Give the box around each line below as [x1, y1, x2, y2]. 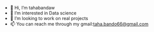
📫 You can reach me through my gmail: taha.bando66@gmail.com [10, 21, 149, 27]
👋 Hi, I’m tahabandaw [10, 5, 55, 10]
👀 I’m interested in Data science [10, 10, 77, 16]
